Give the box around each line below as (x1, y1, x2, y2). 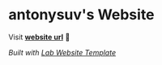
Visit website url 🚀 (8, 32, 70, 42)
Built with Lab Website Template (8, 47, 116, 57)
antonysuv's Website (8, 6, 156, 24)
